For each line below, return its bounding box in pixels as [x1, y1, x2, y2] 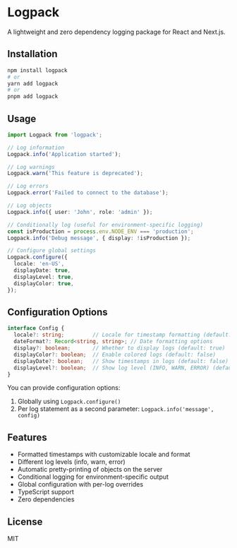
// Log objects [7, 202, 52, 209]
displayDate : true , [13, 267, 71, 274]
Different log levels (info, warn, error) [17, 458, 126, 466]
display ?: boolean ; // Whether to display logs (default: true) [13, 345, 226, 352]
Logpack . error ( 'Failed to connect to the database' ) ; [7, 189, 169, 196]
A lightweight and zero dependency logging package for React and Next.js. [7, 28, 226, 36]
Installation [7, 48, 58, 60]
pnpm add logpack [7, 93, 59, 100]
